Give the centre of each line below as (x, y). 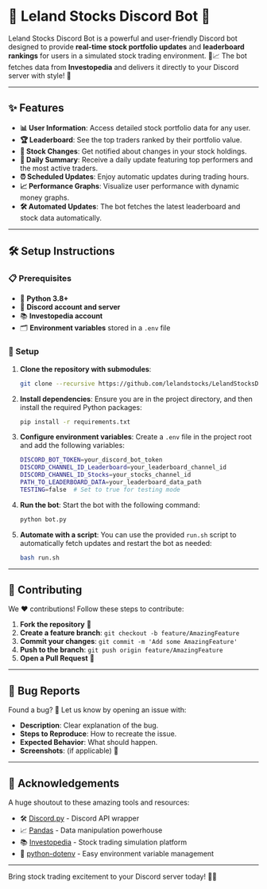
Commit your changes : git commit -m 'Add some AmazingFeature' (129, 641)
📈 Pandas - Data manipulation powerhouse (91, 830)
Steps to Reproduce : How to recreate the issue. (98, 734)
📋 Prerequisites (40, 279)
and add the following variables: (72, 446)
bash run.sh (39, 558)
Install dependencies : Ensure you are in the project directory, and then (136, 399)
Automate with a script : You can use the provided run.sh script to (128, 534)
